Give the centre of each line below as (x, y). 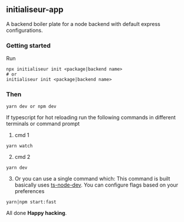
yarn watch (19, 146)
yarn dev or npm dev (32, 107)
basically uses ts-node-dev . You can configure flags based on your (96, 185)
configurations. (24, 30)
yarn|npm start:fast (32, 202)
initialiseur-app (35, 10)
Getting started (29, 45)
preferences (29, 191)
